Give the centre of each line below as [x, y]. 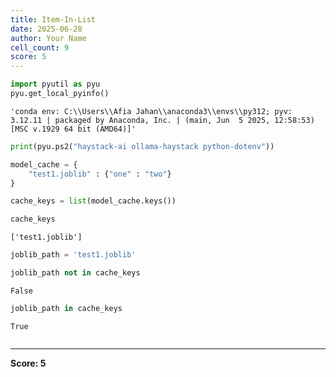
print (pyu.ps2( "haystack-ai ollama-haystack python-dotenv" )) [142, 146]
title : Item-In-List [53, 19]
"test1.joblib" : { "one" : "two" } [100, 174]
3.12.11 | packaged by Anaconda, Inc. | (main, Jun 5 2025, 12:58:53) [162, 120]
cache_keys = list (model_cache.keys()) [93, 201]
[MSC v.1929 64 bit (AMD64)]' [73, 129]
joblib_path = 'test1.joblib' [73, 255]
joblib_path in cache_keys [66, 308]
